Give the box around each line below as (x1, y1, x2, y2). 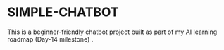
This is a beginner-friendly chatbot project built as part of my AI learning (7, 27, 218, 36)
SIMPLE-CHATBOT (7, 4, 119, 20)
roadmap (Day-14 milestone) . (7, 35, 94, 43)
